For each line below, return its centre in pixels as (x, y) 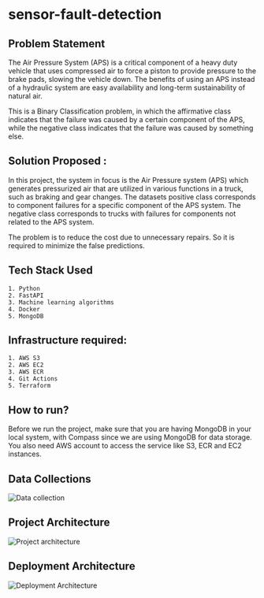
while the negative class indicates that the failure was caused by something (131, 128)
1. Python (24, 288)
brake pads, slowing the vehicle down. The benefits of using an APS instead (132, 79)
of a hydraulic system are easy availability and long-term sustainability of (127, 87)
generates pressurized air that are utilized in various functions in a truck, (126, 188)
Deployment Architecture (72, 566)
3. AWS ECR (26, 372)
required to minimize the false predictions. (76, 245)
